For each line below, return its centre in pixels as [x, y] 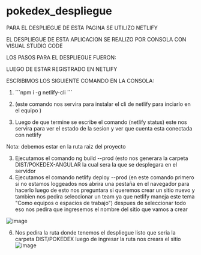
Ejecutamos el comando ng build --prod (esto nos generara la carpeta [101, 158]
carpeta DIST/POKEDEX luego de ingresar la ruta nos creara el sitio [98, 239]
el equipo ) [28, 110]
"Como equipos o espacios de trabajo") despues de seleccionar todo [100, 203]
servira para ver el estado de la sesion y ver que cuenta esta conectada [103, 128]
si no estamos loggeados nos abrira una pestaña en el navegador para [102, 183]
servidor [25, 171]
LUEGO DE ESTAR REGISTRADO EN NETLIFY [62, 69]
